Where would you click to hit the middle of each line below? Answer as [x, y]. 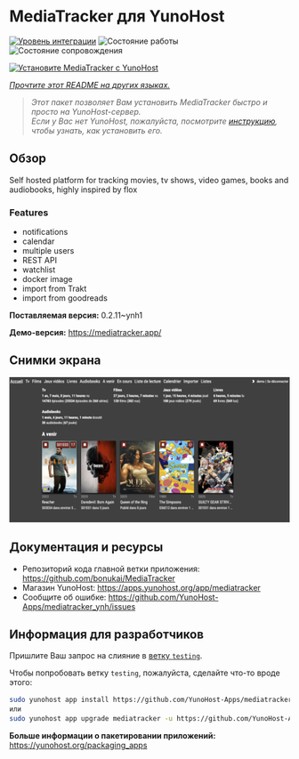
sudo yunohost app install [59, 700]
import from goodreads [65, 298]
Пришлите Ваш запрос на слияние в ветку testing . [106, 656]
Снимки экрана [55, 361]
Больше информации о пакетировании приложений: [113, 735]
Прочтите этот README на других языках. [90, 85]
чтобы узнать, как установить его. [97, 130]
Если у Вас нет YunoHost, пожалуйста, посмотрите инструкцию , [154, 121]
